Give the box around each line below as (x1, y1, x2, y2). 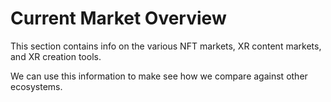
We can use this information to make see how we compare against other (10, 70, 308, 82)
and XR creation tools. (10, 50, 102, 62)
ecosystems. (10, 80, 63, 92)
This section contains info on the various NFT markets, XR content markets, (10, 40, 322, 52)
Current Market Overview (10, 7, 227, 30)
